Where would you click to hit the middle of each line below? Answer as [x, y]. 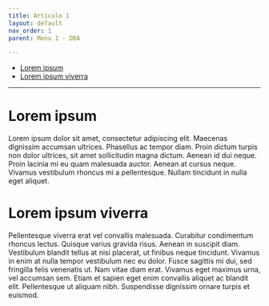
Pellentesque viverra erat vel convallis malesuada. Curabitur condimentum [131, 236]
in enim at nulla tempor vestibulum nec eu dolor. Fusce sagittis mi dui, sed [130, 261]
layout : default [35, 23]
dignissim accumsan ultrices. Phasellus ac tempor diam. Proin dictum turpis [133, 147]
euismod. [24, 295]
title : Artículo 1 [39, 16]
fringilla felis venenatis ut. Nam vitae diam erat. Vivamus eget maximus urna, [134, 270]
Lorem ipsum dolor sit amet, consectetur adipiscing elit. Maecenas [118, 139]
